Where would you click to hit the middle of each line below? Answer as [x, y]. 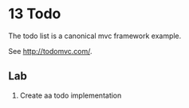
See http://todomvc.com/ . [51, 51]
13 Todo [35, 14]
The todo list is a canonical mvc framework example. [95, 36]
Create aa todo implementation [71, 95]
